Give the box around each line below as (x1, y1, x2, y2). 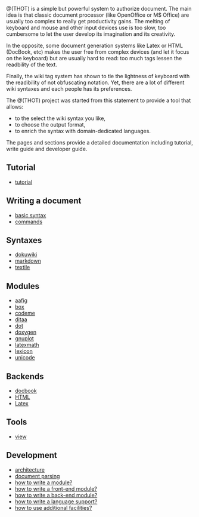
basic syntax (14, 211, 46, 219)
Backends (6, 371, 44, 381)
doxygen (14, 328, 37, 336)
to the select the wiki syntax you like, (14, 115, 106, 122)
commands (14, 218, 43, 225)
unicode (14, 354, 35, 361)
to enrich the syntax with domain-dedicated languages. (14, 128, 151, 134)
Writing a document (6, 196, 82, 206)
